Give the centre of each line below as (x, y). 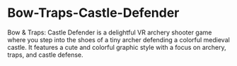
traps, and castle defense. (45, 55)
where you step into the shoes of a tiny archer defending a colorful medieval (118, 39)
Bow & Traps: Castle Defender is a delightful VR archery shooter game (110, 32)
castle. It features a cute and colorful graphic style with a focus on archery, (117, 47)
